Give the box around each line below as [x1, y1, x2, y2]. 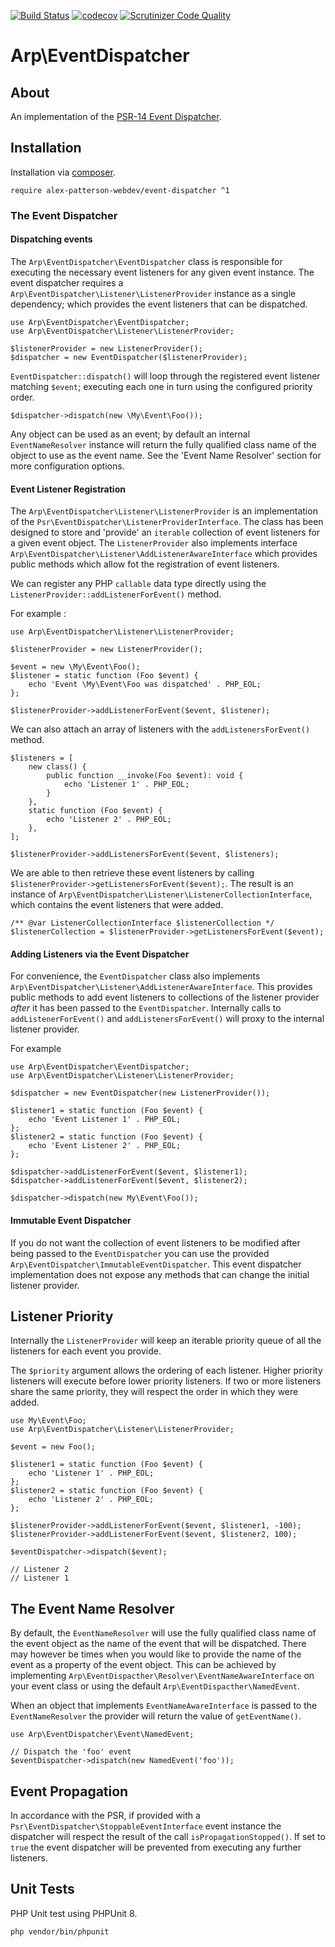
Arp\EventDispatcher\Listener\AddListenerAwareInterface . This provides [10, 981, 313, 993]
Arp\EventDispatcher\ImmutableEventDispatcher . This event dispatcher [10, 1258, 302, 1270]
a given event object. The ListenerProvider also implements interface [10, 537, 298, 549]
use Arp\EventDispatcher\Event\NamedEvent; [10, 1730, 195, 1740]
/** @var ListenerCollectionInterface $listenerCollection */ [10, 918, 275, 929]
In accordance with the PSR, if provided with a [10, 1809, 201, 1821]
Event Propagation [10, 1783, 129, 1800]
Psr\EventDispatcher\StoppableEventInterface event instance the [10, 1820, 282, 1832]
